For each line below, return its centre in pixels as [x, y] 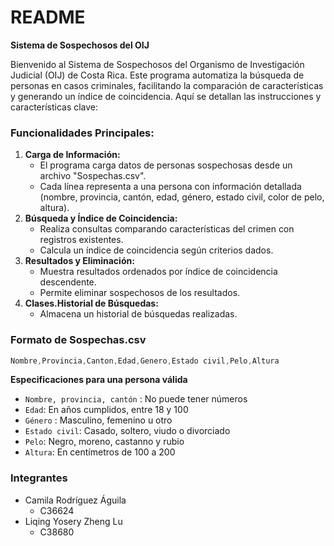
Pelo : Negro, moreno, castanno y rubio [104, 442]
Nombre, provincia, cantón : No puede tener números [136, 399]
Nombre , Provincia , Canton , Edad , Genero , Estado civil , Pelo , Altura [145, 361]
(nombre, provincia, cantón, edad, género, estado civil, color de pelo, [182, 197]
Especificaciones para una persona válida [99, 380]
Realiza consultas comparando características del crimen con [167, 229]
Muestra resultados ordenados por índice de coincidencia [158, 272]
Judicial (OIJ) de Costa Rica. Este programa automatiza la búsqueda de [157, 75]
